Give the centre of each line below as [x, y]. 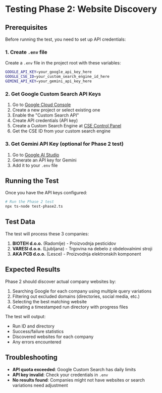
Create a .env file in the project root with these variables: [63, 63]
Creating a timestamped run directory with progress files [70, 307]
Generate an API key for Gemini [44, 160]
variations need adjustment [40, 385]
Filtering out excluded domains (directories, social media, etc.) [76, 296]
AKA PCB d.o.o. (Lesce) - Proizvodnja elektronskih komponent [77, 254]
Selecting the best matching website [50, 301]
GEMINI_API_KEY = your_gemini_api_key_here [49, 81]
